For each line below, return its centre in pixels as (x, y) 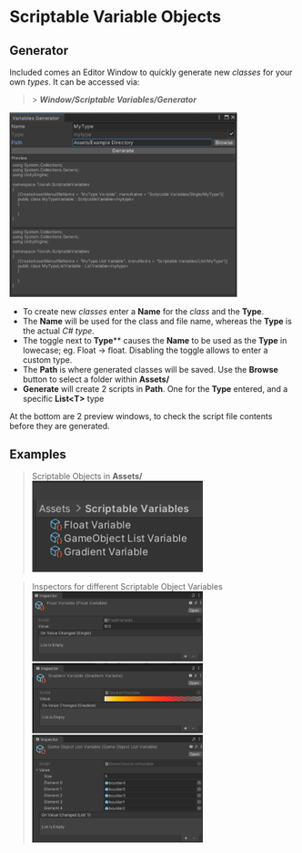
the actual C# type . (59, 331)
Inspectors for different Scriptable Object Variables (127, 586)
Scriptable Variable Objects (115, 17)
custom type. (47, 360)
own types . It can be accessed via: (75, 82)
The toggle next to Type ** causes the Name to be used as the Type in (155, 340)
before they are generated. (60, 426)
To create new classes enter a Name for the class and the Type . (143, 311)
